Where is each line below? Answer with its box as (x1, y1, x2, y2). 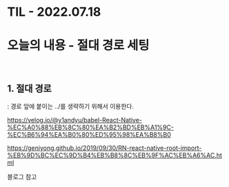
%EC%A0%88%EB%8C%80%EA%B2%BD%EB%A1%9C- (7, 123, 175, 131)
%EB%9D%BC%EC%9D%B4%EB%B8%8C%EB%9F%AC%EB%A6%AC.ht (7, 151, 223, 159)
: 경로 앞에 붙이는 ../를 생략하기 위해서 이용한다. (7, 102, 135, 110)
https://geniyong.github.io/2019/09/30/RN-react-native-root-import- (7, 144, 202, 152)
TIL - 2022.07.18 (7, 4, 101, 20)
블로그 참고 (7, 173, 37, 181)
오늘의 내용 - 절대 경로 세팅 (7, 38, 150, 54)
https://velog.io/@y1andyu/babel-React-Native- (7, 115, 143, 124)
